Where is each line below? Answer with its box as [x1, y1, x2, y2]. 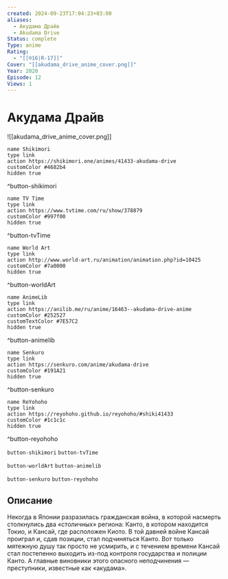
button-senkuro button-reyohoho [7, 476, 98, 483]
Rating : [7, 49, 30, 56]
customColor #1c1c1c [7, 417, 67, 424]
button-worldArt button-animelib [7, 463, 102, 470]
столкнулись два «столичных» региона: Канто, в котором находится [7, 520, 209, 528]
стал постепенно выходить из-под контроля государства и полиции [7, 549, 207, 557]
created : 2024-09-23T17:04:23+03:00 [7, 10, 112, 17]
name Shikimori [7, 146, 51, 153]
